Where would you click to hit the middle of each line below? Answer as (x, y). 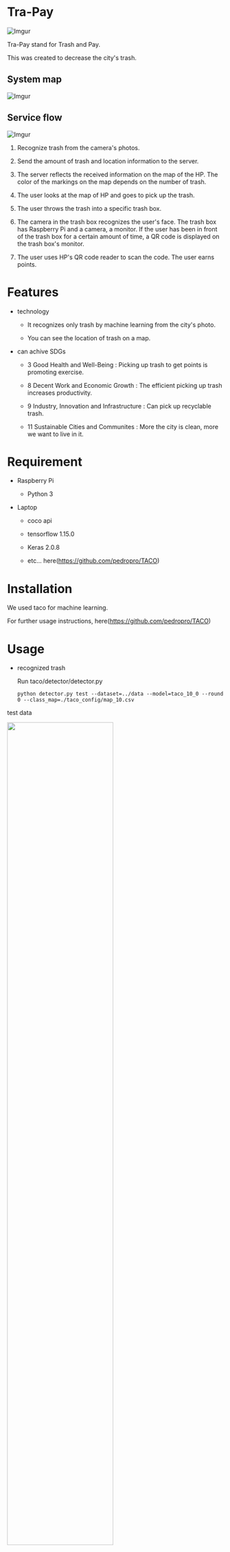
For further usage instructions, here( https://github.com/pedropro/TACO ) (109, 621)
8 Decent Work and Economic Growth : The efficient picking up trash (125, 385)
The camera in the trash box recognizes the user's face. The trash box (117, 222)
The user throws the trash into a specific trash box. (89, 208)
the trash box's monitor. (50, 244)
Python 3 (40, 494)
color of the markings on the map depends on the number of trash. (112, 182)
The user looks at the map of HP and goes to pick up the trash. (106, 195)
